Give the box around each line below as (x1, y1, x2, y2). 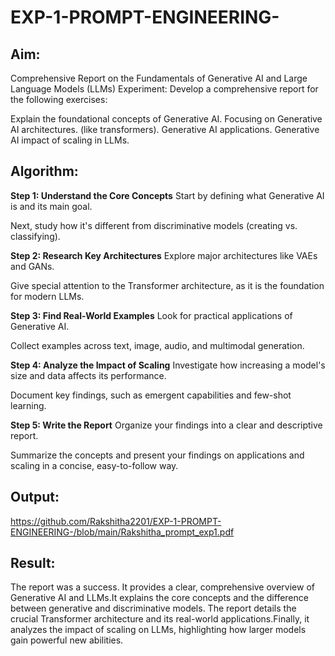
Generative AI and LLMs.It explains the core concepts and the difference (10, 592, 309, 604)
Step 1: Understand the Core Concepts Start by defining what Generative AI (10, 189, 325, 201)
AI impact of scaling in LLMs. (10, 134, 130, 146)
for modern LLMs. (10, 290, 85, 302)
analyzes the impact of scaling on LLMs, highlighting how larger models (10, 624, 307, 636)
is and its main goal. (10, 200, 93, 212)
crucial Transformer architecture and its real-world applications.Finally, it (10, 613, 310, 625)
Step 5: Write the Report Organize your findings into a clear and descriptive (10, 419, 323, 431)
